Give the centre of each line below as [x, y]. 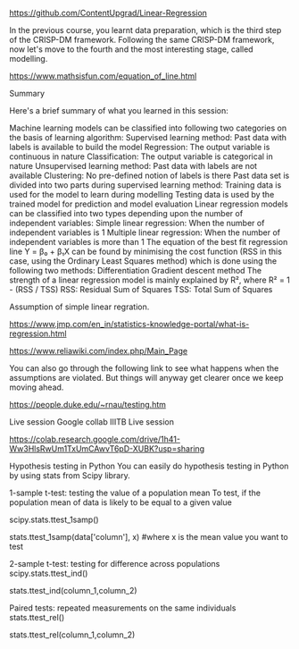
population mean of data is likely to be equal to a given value [120, 502]
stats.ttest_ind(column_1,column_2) [73, 590]
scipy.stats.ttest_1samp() [54, 519]
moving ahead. [37, 387]
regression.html [38, 333]
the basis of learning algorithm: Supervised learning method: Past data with [148, 137]
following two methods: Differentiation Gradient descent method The [135, 270]
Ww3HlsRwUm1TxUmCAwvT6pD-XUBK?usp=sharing [107, 449]
